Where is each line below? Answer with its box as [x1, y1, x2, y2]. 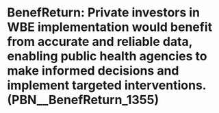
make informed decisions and [7, 63, 179, 79]
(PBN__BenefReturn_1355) [7, 92, 159, 108]
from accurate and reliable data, [7, 34, 193, 49]
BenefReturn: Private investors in [7, 5, 201, 21]
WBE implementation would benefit [7, 19, 213, 35]
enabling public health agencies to [7, 49, 207, 64]
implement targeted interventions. [7, 77, 207, 93]
